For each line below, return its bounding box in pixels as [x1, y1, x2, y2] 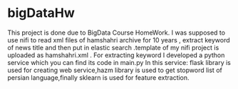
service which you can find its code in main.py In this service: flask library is [7, 58, 232, 66]
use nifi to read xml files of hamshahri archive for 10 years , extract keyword [7, 35, 230, 44]
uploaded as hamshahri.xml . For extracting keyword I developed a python [7, 51, 225, 59]
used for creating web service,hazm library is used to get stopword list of [7, 66, 222, 74]
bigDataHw [7, 5, 75, 21]
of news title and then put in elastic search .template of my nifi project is [7, 43, 219, 52]
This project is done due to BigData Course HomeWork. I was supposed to [7, 28, 226, 37]
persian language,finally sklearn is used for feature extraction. [7, 73, 190, 82]
